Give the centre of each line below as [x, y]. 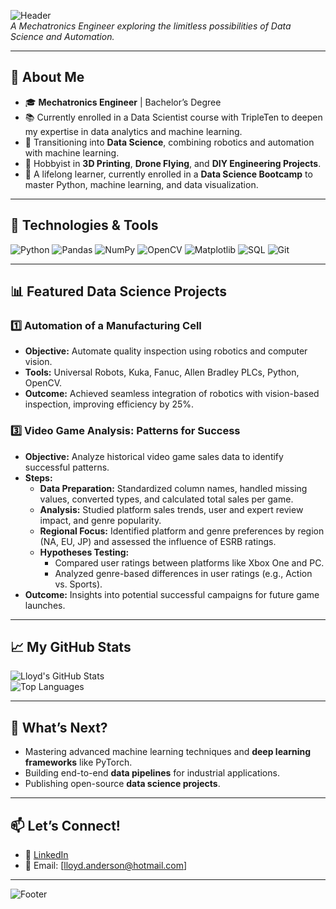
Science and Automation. [62, 36]
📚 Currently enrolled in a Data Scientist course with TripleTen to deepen [173, 117]
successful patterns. [67, 467]
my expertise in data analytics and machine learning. [133, 131]
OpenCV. [43, 383]
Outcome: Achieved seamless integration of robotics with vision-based [172, 394]
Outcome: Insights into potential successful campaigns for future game [172, 594]
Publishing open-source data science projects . [122, 784]
